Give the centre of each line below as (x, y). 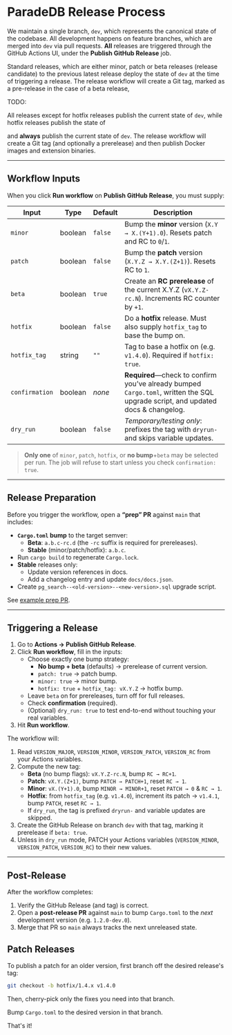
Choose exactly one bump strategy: (78, 659)
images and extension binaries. (51, 150)
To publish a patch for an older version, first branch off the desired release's (116, 966)
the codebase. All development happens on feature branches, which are (110, 38)
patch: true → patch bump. (77, 674)
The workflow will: (33, 738)
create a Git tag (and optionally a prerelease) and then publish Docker (106, 143)
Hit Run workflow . (43, 725)
